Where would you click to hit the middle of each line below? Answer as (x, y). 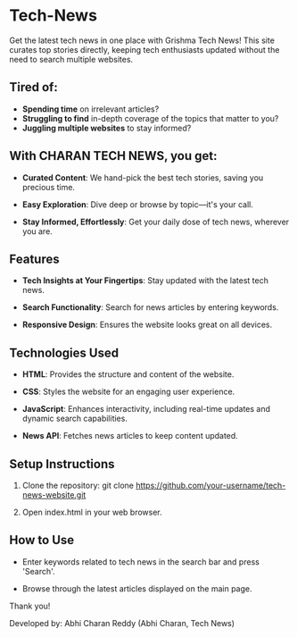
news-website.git (54, 495)
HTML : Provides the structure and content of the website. (128, 374)
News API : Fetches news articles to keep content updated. (130, 436)
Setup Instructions (62, 464)
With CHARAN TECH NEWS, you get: (113, 156)
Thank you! (30, 606)
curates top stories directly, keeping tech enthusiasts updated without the (144, 49)
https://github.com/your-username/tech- (210, 485)
